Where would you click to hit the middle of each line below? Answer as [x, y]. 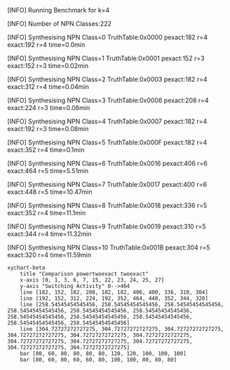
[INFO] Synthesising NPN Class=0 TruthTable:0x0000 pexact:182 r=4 [108, 37]
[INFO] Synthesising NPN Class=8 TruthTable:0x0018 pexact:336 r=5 [107, 205]
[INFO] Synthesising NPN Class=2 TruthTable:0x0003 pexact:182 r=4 [108, 79]
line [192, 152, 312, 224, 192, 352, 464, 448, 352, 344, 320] [114, 299]
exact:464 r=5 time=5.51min [48, 171]
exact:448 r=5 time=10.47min [50, 192]
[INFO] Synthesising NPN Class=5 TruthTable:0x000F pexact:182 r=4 [107, 142]
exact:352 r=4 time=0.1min [46, 150]
